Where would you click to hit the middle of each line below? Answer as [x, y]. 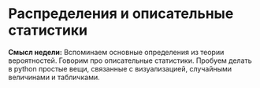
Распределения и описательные [121, 14]
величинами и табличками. [54, 77]
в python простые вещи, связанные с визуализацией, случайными [120, 68]
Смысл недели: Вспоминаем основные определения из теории [116, 52]
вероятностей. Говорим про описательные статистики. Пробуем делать [130, 60]
